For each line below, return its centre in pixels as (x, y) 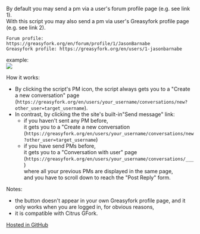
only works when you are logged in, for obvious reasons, (85, 207)
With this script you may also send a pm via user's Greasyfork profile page (98, 21)
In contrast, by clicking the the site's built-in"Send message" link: (95, 114)
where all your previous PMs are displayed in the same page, (99, 171)
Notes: (14, 189)
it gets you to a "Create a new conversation (77, 127)
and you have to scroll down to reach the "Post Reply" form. (97, 177)
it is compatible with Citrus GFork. (56, 213)
